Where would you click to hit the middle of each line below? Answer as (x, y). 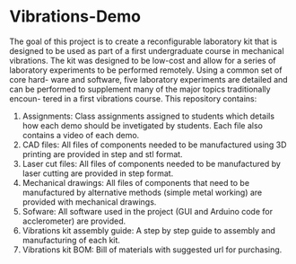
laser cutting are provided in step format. (98, 173)
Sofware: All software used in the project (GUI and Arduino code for (148, 211)
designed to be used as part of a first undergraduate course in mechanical (147, 50)
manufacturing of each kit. (71, 240)
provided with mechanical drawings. (89, 202)
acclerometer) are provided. (74, 221)
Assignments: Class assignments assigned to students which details (148, 116)
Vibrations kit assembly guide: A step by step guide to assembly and (148, 230)
